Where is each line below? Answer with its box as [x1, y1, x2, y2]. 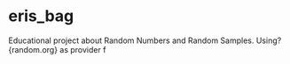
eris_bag [8, 6, 74, 26]
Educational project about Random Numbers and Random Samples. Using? [8, 35, 282, 46]
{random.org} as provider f [8, 44, 106, 54]
